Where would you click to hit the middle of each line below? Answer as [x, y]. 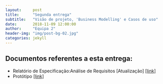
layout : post [24, 10]
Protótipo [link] [28, 76]
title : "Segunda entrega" [38, 15]
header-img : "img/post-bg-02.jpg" [42, 33]
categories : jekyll [26, 38]
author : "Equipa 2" [31, 29]
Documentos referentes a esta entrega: [69, 59]
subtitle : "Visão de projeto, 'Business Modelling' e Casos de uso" [82, 19]
